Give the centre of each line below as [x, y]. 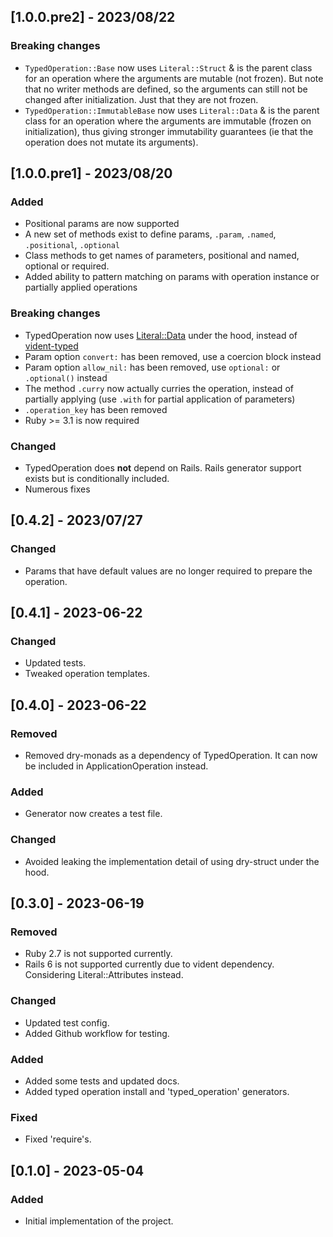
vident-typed [51, 346]
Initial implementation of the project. [99, 1221]
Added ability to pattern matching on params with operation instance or [172, 277]
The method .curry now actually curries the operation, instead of [159, 388]
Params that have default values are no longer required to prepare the [168, 571]
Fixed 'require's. [58, 1139]
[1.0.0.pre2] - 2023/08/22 [93, 17]
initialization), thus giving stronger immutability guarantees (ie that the [169, 131]
